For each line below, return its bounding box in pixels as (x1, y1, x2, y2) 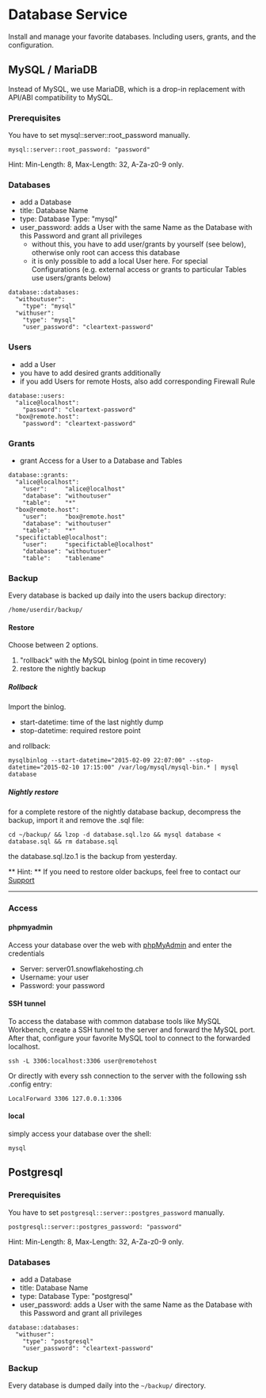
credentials (8, 949, 45, 958)
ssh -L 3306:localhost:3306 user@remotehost (8, 1056, 158, 1065)
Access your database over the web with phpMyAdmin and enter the (8, 940, 232, 949)
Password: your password (19, 980, 105, 990)
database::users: (8, 392, 66, 399)
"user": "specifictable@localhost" (22, 540, 154, 548)
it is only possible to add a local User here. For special (31, 256, 208, 266)
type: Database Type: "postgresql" (19, 1291, 133, 1301)
